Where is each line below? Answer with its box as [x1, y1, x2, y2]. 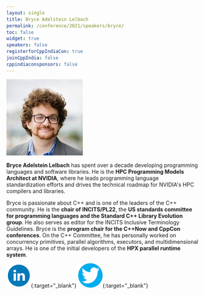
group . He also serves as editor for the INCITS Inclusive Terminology [6, 218, 180, 226]
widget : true [6, 35, 40, 42]
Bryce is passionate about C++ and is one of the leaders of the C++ [6, 199, 177, 207]
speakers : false [6, 42, 48, 48]
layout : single [6, 10, 45, 16]
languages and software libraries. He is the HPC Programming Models [6, 168, 184, 175]
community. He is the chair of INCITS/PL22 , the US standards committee [6, 205, 192, 213]
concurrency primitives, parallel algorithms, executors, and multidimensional [6, 238, 199, 245]
